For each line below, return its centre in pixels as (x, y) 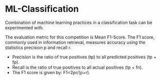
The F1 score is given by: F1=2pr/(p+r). (51, 72)
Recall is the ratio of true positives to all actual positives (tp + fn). (77, 67)
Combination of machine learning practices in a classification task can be (79, 22)
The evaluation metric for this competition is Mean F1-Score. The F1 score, (80, 37)
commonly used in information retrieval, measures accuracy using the (75, 42)
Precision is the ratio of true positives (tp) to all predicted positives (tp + (84, 57)
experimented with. (24, 27)
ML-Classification (42, 9)
